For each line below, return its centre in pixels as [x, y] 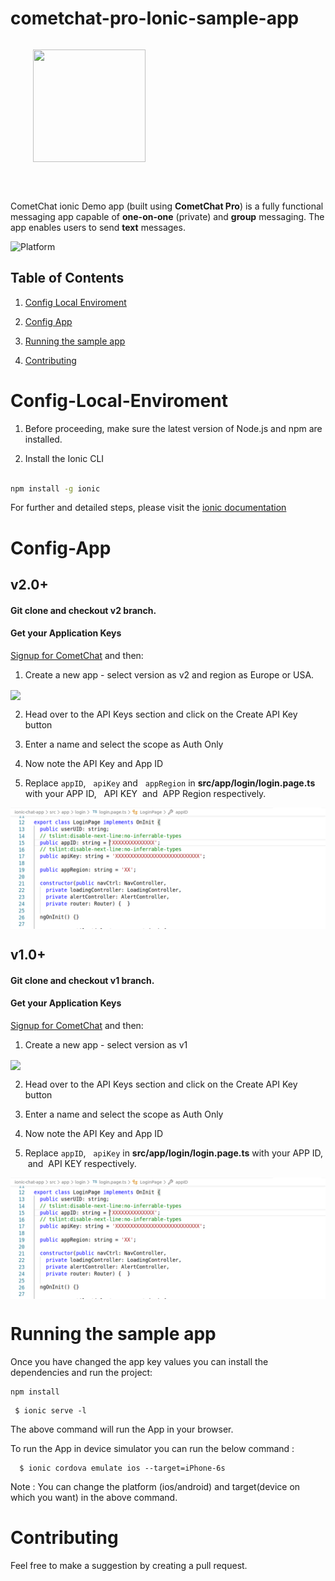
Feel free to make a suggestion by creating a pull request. [129, 1566]
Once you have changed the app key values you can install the [139, 1362]
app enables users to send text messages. [98, 227]
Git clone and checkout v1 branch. [82, 980]
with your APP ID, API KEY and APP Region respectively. [145, 793]
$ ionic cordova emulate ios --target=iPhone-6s [122, 1468]
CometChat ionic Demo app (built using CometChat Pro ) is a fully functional [167, 206]
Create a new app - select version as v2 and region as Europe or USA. [169, 674]
